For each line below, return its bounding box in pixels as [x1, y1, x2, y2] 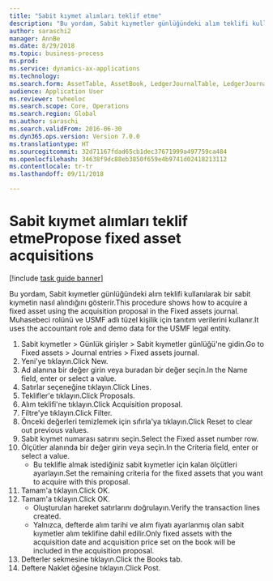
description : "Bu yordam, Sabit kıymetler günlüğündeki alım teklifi [9, 19, 250, 28]
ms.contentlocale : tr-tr [9, 163, 93, 171]
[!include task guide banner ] [9, 273, 104, 283]
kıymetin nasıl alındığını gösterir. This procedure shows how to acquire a [9, 297, 248, 307]
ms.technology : [9, 72, 61, 80]
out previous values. [20, 425, 89, 434]
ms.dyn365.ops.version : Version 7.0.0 [9, 132, 140, 140]
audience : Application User [9, 87, 105, 96]
